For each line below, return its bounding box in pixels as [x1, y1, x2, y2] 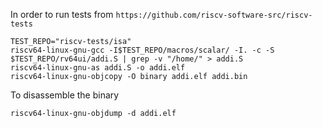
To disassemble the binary [10, 89, 120, 101]
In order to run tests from [10, 9, 114, 20]
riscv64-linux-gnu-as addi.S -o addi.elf [10, 63, 186, 73]
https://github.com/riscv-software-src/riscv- [115, 10, 313, 20]
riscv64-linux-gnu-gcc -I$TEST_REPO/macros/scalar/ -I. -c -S [10, 45, 275, 55]
